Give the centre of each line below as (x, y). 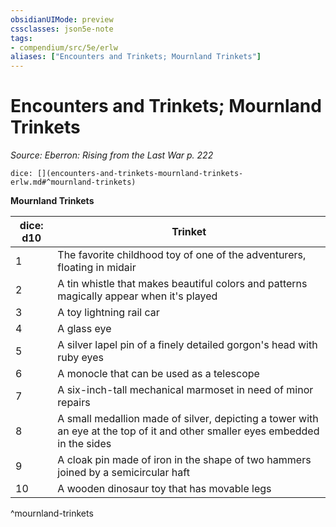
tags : (21, 38)
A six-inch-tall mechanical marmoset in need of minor (185, 390)
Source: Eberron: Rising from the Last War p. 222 (112, 155)
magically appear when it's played (137, 296)
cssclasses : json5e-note (62, 29)
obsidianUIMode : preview (62, 19)
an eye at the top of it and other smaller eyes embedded (188, 431)
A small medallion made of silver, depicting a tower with (188, 419)
